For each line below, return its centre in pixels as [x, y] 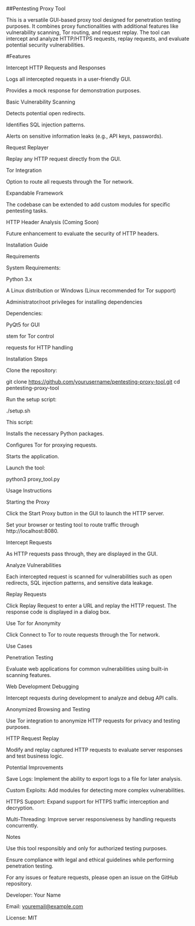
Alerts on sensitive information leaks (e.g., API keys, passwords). [85, 136]
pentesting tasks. [27, 211]
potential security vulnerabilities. [46, 45]
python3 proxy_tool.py [33, 479]
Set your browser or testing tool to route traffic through [73, 525]
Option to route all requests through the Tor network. [70, 181]
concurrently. [22, 825]
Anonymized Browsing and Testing [48, 709]
